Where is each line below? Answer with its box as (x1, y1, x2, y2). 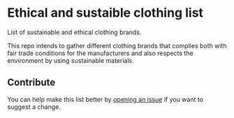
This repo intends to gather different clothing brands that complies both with (7, 41, 227, 50)
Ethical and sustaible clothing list (7, 5, 204, 21)
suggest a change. (7, 103, 61, 111)
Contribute (7, 77, 56, 89)
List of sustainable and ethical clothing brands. (7, 28, 142, 36)
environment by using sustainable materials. (7, 56, 134, 64)
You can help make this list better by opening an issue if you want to (7, 95, 204, 103)
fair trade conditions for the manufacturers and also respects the (7, 49, 193, 57)
